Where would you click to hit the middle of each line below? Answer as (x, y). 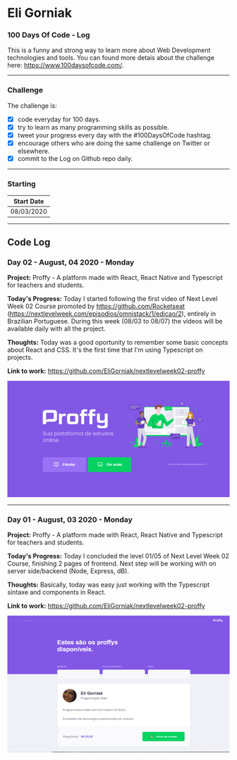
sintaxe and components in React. (56, 592)
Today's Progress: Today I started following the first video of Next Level (113, 299)
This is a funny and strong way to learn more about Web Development (109, 50)
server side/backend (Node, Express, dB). (68, 571)
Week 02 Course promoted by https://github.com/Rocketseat (96, 306)
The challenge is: (32, 105)
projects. (20, 357)
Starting (22, 184)
